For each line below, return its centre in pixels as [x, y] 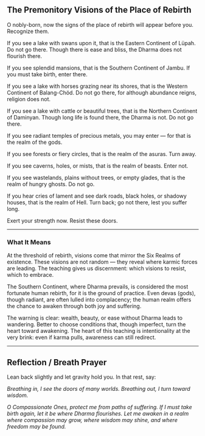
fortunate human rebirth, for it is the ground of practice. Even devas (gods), [101, 293]
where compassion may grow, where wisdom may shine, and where [92, 420]
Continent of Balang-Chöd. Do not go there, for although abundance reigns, [102, 92]
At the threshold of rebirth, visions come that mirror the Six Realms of [94, 256]
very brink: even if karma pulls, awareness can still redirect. [82, 337]
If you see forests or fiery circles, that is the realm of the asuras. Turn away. [102, 154]
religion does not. [29, 99]
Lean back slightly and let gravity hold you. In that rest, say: [82, 377]
